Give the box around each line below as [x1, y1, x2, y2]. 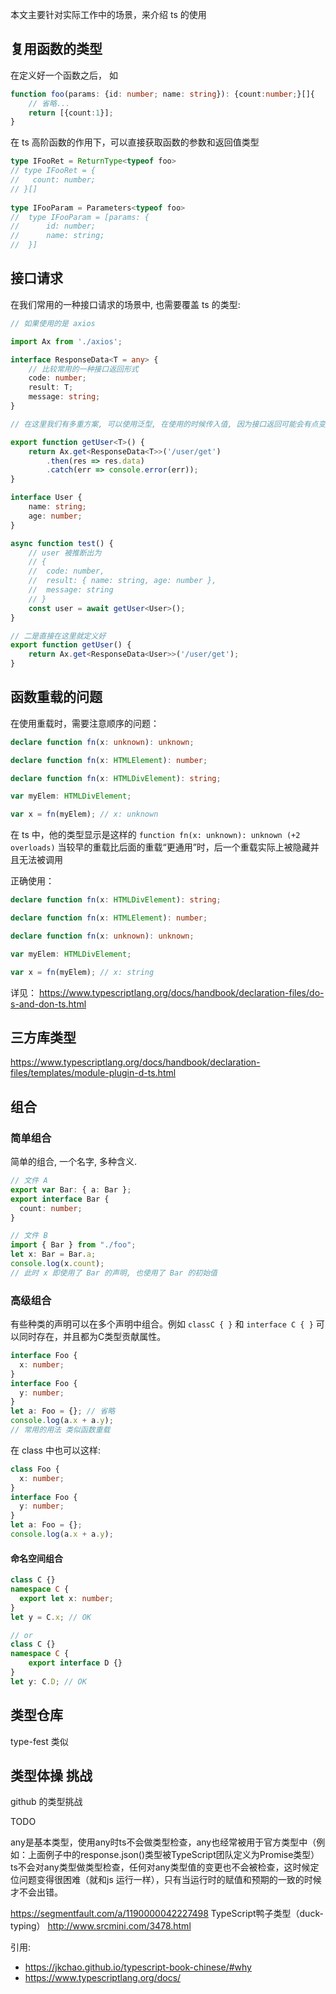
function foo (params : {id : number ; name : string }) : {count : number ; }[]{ [10, 89, 315, 99]
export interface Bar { [10, 1194, 110, 1204]
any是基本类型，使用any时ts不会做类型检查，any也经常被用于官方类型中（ [10, 1836, 317, 1848]
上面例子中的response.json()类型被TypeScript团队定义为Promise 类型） [27, 1849, 320, 1861]
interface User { [10, 493, 83, 503]
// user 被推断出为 [28, 548, 102, 558]
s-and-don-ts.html [10, 998, 87, 1010]
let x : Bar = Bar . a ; [10, 1249, 97, 1260]
